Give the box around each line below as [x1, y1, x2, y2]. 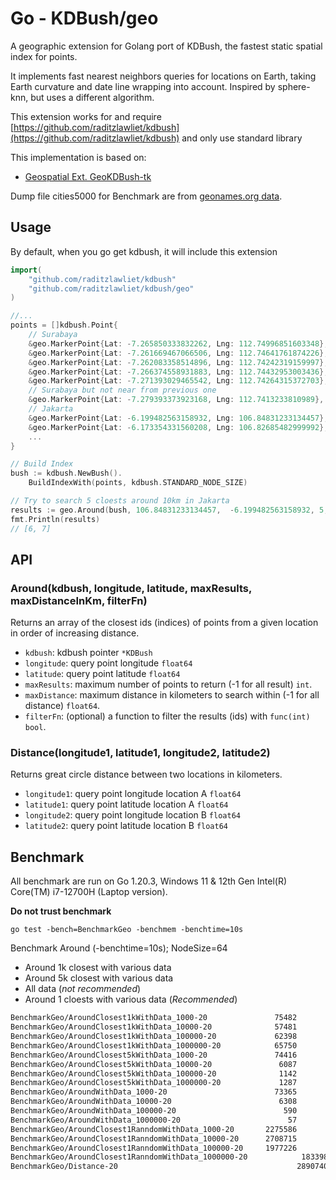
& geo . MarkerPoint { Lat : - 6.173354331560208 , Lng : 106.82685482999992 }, [28, 422, 329, 432]
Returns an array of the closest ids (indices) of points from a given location [10, 617, 319, 629]
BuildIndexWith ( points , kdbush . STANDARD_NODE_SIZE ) [28, 478, 248, 488]
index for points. [10, 50, 78, 62]
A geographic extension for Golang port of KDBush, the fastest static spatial [10, 40, 323, 52]
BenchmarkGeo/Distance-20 [10, 1162, 118, 1172]
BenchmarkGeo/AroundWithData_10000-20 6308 [10, 1097, 298, 1107]
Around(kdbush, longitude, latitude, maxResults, [10, 581, 252, 595]
